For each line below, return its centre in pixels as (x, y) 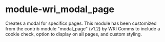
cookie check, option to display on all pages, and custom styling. (74, 34)
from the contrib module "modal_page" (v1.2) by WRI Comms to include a (83, 28)
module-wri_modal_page (60, 9)
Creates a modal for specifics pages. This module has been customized (81, 23)
